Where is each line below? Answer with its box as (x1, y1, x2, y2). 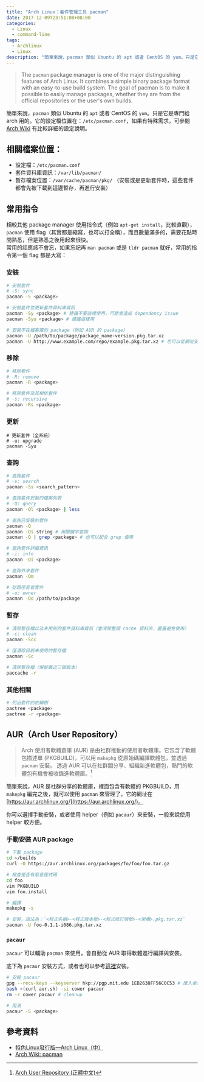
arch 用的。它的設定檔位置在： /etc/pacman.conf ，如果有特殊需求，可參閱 (6, 117, 190, 124)
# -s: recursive (6, 396, 47, 402)
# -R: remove (6, 374, 39, 380)
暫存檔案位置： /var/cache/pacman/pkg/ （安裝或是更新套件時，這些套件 (15, 177, 194, 184)
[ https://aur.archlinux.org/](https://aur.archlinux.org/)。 (6, 798, 144, 806)
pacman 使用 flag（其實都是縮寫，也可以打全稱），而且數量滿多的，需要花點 (6, 229, 192, 236)
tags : (6, 37, 20, 43)
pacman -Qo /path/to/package (6, 595, 80, 602)
